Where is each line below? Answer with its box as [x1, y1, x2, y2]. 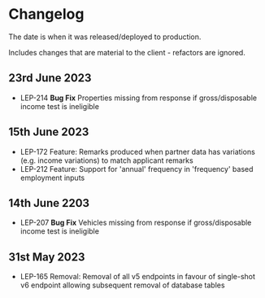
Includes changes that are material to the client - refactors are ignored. [8, 47, 245, 57]
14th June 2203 [8, 196, 90, 210]
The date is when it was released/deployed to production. [8, 32, 202, 42]
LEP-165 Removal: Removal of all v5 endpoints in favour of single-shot [20, 272, 256, 282]
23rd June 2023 [8, 71, 92, 85]
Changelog [8, 5, 85, 24]
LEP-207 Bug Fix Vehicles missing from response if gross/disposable [20, 217, 252, 228]
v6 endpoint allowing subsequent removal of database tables [20, 280, 225, 290]
